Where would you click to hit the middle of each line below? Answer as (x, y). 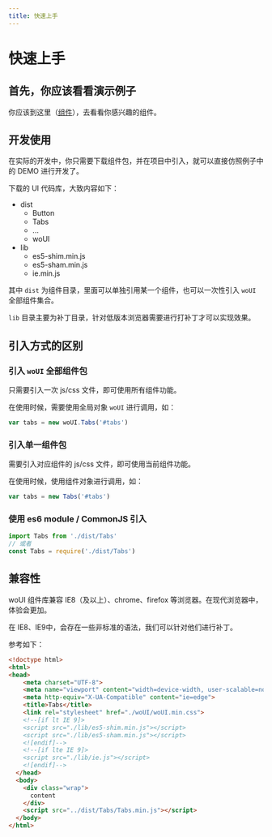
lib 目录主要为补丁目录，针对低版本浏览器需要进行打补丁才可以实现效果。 (132, 318)
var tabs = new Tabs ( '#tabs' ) (59, 497)
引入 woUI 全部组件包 (48, 371)
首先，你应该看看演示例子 (72, 91)
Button (43, 213)
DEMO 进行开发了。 (50, 171)
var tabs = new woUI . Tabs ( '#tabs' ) (68, 423)
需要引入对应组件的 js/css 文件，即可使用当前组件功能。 (102, 464)
